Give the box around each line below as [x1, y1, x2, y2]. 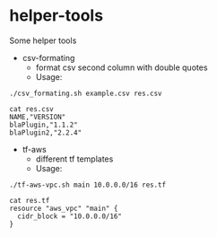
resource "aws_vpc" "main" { [9, 204, 118, 213]
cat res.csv [9, 104, 54, 113]
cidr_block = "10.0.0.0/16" [17, 212, 123, 221]
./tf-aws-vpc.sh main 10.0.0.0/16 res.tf [9, 180, 167, 189]
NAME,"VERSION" [9, 112, 66, 121]
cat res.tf [9, 196, 50, 205]
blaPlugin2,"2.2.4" [9, 127, 82, 137]
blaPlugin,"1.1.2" [9, 120, 78, 129]
